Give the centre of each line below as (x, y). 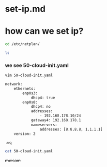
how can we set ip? (44, 31)
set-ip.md (25, 9)
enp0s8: (30, 102)
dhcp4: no (41, 107)
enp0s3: (30, 93)
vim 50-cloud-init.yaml (29, 75)
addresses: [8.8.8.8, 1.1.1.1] (71, 129)
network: (14, 84)
